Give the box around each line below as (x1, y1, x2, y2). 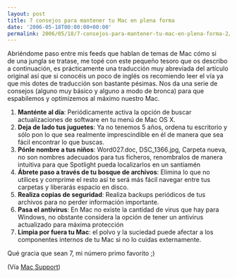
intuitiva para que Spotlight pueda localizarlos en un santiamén (17, 160, 201, 169)
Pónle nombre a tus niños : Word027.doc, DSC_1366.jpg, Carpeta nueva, (17, 145, 227, 154)
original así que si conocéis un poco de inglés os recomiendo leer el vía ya (7, 72, 224, 80)
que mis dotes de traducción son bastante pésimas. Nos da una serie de (7, 79, 218, 88)
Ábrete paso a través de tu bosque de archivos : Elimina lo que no (17, 168, 210, 176)
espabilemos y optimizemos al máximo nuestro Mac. (7, 95, 160, 103)
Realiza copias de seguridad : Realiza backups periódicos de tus (17, 191, 206, 199)
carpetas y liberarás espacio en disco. (17, 183, 129, 191)
